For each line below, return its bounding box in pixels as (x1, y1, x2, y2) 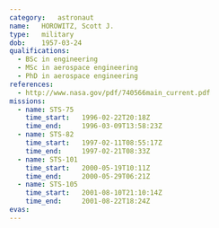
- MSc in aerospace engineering (17, 64, 139, 73)
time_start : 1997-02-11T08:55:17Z (25, 138, 163, 147)
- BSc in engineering (17, 55, 99, 64)
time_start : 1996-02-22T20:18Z (25, 113, 151, 122)
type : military (9, 30, 74, 39)
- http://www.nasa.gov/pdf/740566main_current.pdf (17, 88, 211, 97)
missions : (9, 96, 47, 106)
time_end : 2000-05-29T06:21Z (25, 171, 151, 180)
